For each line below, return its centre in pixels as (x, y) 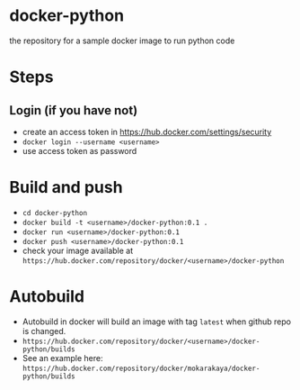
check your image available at (77, 250)
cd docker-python (55, 213)
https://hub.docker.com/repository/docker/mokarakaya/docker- (141, 368)
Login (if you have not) (74, 110)
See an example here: (62, 358)
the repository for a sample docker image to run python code (122, 41)
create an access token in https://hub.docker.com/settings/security (147, 132)
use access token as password (79, 150)
